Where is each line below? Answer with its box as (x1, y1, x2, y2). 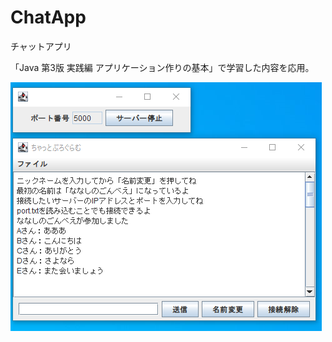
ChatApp (10, 6, 87, 29)
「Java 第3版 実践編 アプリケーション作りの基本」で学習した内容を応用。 (10, 61, 315, 73)
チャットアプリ (10, 40, 72, 52)
